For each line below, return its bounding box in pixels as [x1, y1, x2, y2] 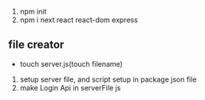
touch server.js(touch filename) [19, 59, 124, 68]
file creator [8, 38, 65, 52]
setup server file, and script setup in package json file [19, 75, 197, 84]
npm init [19, 7, 47, 16]
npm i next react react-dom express [19, 15, 138, 25]
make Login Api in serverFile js [19, 83, 121, 92]
